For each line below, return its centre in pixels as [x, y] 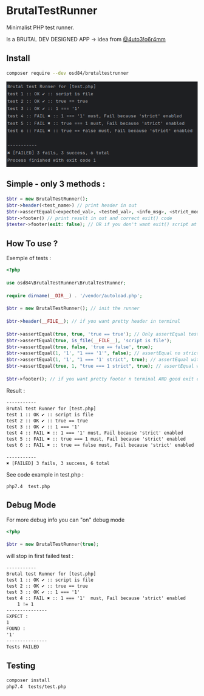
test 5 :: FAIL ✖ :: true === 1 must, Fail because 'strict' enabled [96, 439]
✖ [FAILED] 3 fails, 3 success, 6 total [58, 463]
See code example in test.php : [45, 474]
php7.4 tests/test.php [36, 687]
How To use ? [32, 243]
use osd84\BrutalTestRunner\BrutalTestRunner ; [66, 283]
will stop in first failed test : [40, 556]
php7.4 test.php [28, 486]
